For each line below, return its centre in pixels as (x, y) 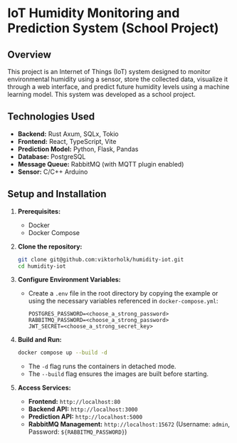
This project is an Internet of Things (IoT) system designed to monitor (109, 72)
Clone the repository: (50, 246)
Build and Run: (39, 340)
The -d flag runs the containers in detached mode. (102, 366)
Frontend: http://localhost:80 (74, 402)
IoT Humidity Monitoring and (94, 13)
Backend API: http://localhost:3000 (83, 409)
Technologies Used (51, 116)
